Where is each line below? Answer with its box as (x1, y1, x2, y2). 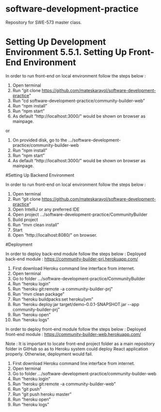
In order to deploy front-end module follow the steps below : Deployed (5, 326, 146, 332)
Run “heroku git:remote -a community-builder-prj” (12, 286, 113, 291)
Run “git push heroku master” (12, 391, 72, 397)
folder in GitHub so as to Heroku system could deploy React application (5, 346, 148, 351)
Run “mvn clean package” (12, 291, 65, 297)
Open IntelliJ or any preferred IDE (12, 206, 80, 212)
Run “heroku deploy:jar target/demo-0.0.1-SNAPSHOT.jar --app (12, 301, 140, 307)
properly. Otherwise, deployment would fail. (5, 351, 93, 357)
